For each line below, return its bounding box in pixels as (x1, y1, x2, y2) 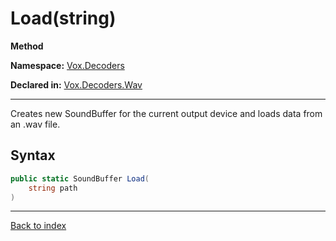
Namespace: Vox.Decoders (10, 59, 125, 71)
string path (28, 183, 78, 193)
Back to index (10, 220, 67, 232)
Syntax (10, 147, 56, 164)
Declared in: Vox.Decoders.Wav (10, 78, 143, 91)
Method (10, 40, 44, 52)
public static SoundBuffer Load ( (10, 173, 150, 184)
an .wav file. (10, 118, 61, 130)
